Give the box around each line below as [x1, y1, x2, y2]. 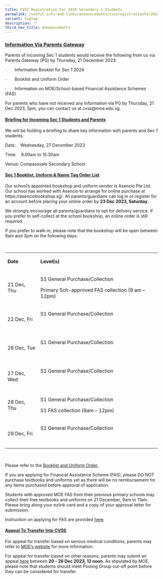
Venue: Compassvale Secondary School [5, 161, 86, 167]
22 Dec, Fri [7, 316, 33, 323]
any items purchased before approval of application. [5, 482, 110, 488]
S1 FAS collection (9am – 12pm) [40, 407, 114, 414]
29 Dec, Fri [7, 430, 33, 437]
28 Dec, [7, 398, 26, 405]
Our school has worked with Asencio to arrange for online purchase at [5, 188, 146, 194]
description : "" [5, 20, 38, 26]
